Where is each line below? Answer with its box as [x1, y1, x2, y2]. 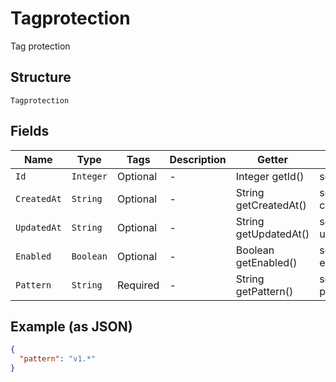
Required [116, 278, 160, 292]
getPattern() [235, 284, 294, 298]
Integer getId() [235, 169, 305, 183]
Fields [10, 123, 50, 140]
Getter [257, 152, 289, 166]
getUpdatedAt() [235, 227, 310, 241]
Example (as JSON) [10, 318, 133, 335]
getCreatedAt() [235, 198, 307, 212]
